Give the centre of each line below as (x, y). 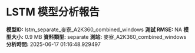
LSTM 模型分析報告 (53, 12)
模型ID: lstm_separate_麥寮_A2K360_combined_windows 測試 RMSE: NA (94, 29)
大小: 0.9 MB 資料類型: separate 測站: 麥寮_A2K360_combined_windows (99, 37)
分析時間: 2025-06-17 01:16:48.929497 (54, 44)
